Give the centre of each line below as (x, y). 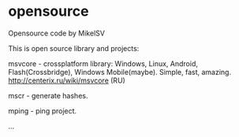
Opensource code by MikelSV (56, 33)
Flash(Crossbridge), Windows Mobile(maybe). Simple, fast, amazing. (119, 72)
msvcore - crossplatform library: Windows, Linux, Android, (103, 63)
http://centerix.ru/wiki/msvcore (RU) (67, 80)
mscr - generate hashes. (48, 95)
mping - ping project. (43, 111)
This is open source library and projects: (74, 48)
